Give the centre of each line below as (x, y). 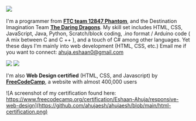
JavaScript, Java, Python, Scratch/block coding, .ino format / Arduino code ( (98, 33)
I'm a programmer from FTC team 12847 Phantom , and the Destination (92, 21)
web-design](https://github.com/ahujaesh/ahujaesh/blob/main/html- (89, 106)
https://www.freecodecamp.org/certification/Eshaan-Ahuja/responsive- (92, 99)
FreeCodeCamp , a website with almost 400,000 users (72, 82)
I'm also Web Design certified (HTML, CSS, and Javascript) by (82, 75)
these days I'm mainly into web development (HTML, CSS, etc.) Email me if (96, 46)
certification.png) (27, 112)
